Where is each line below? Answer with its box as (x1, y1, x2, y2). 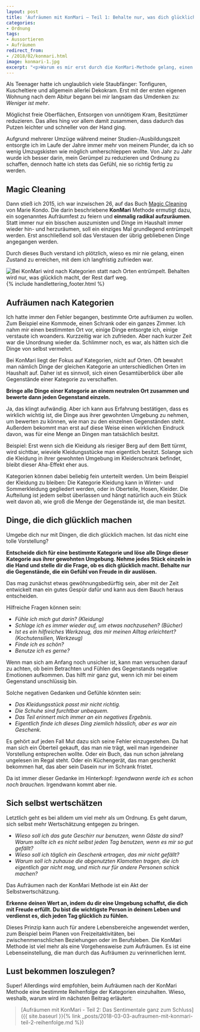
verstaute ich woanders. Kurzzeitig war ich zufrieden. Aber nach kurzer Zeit (6, 332, 192, 339)
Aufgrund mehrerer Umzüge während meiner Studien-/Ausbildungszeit (6, 135, 180, 143)
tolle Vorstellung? (6, 537, 49, 545)
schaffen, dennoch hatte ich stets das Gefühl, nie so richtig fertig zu (6, 160, 173, 168)
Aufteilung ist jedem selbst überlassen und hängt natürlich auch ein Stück (6, 492, 187, 499)
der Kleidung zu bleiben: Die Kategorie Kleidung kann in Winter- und (6, 479, 174, 486)
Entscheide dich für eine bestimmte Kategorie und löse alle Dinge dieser (6, 549, 189, 556)
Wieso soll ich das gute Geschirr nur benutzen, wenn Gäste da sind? (14, 832, 183, 839)
